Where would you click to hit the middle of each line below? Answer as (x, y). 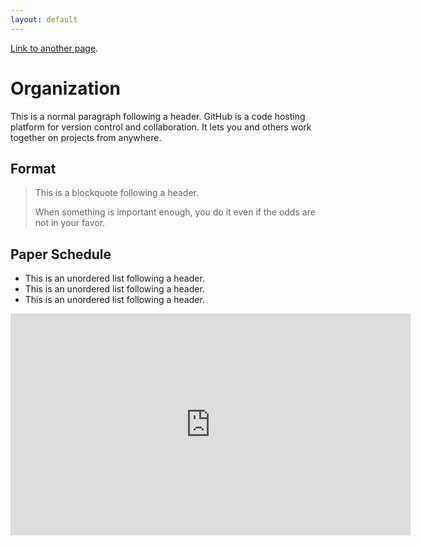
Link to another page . (54, 48)
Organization (65, 88)
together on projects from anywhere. (86, 137)
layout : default (44, 19)
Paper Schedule (61, 254)
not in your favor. (70, 223)
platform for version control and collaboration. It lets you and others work (161, 127)
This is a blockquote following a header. (116, 193)
